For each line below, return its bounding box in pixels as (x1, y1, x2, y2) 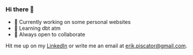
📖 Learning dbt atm (14, 25, 61, 32)
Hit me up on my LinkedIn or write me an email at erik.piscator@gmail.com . (5, 42, 188, 49)
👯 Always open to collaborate (14, 31, 86, 38)
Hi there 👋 (5, 5, 35, 13)
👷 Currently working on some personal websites (14, 19, 131, 26)
